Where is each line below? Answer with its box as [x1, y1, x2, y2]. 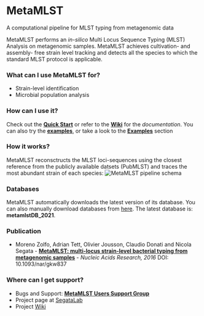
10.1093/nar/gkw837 [15, 260, 67, 268]
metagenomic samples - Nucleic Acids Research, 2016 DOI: [15, 254, 169, 261]
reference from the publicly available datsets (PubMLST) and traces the [6, 163, 187, 170]
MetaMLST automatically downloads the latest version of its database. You [6, 199, 195, 206]
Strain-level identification [15, 85, 79, 92]
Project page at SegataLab [15, 296, 83, 304]
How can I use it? [6, 107, 58, 115]
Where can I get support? [6, 276, 84, 284]
